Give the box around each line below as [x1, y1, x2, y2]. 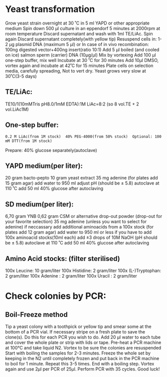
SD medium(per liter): [5, 200, 74, 208]
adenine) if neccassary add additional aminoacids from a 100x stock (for [5, 224, 154, 230]
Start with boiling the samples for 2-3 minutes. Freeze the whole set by [5, 350, 151, 356]
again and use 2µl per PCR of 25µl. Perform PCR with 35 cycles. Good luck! [5, 366, 160, 372]
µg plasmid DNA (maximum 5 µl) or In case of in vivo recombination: [9, 41, 149, 47]
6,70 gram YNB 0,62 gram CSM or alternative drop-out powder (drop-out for [5, 213, 163, 219]
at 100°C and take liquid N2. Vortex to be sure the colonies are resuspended [5, 345, 162, 350]
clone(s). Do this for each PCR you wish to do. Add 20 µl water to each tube [5, 334, 161, 340]
